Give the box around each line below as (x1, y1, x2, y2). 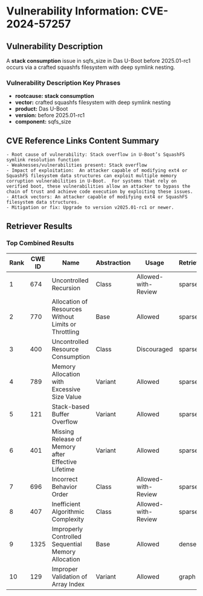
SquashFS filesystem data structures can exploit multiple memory (6, 173, 177, 179)
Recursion (51, 283, 80, 292)
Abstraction (95, 258, 131, 267)
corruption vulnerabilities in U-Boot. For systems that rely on (6, 178, 177, 184)
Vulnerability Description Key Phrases (6, 79, 121, 87)
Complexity (51, 515, 85, 523)
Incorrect (51, 475, 78, 483)
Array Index (51, 580, 85, 588)
